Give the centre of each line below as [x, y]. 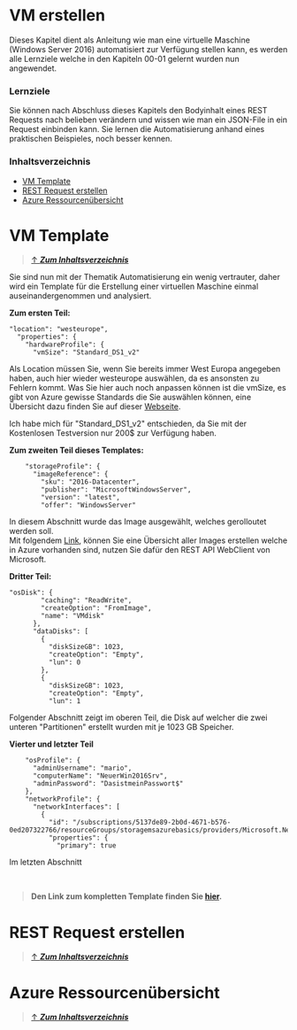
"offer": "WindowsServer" [89, 506]
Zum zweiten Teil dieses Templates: [76, 450]
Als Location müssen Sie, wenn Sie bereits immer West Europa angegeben [145, 369]
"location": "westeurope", [59, 329]
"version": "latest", [81, 498]
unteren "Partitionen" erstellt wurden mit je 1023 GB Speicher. [122, 727]
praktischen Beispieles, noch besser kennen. [91, 139]
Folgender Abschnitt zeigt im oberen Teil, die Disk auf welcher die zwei [138, 717]
